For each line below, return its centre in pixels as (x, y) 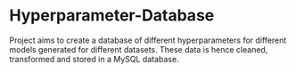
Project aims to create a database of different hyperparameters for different (148, 40)
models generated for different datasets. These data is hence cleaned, (139, 49)
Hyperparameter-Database (112, 16)
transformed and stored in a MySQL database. (95, 59)
